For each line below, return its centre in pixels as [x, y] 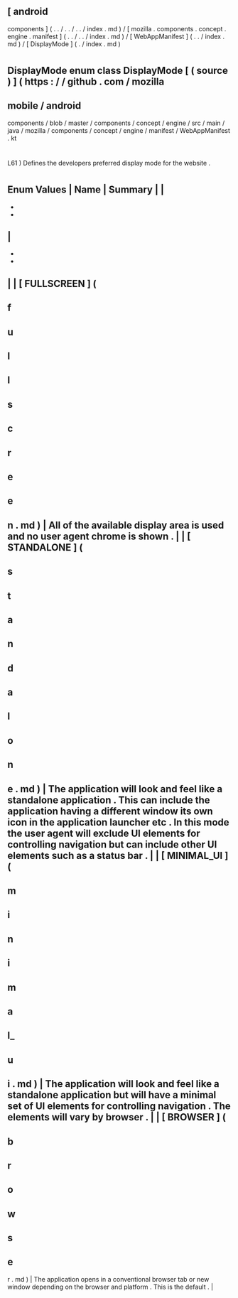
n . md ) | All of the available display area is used [116, 525]
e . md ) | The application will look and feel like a [115, 789]
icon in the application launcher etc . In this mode [118, 822]
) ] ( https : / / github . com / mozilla [86, 82]
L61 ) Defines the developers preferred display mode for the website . [109, 163]
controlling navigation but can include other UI [112, 844]
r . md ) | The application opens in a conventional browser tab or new [108, 1279]
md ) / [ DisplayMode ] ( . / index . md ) [64, 44]
